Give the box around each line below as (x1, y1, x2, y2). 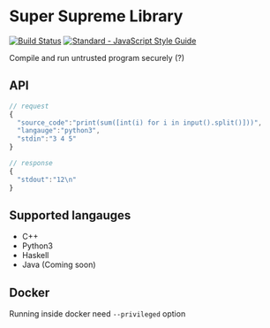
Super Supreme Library (9, 6, 184, 27)
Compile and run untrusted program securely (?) (9, 52, 185, 63)
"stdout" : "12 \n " (17, 175, 77, 184)
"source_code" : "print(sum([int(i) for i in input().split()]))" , (17, 118, 263, 127)
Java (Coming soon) (21, 259, 96, 271)
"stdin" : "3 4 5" (17, 134, 77, 143)
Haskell (21, 250, 49, 261)
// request (9, 102, 49, 111)
